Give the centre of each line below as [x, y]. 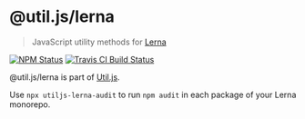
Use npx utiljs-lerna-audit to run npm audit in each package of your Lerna [153, 94]
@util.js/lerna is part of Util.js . [65, 77]
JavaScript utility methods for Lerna [99, 42]
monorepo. [30, 104]
